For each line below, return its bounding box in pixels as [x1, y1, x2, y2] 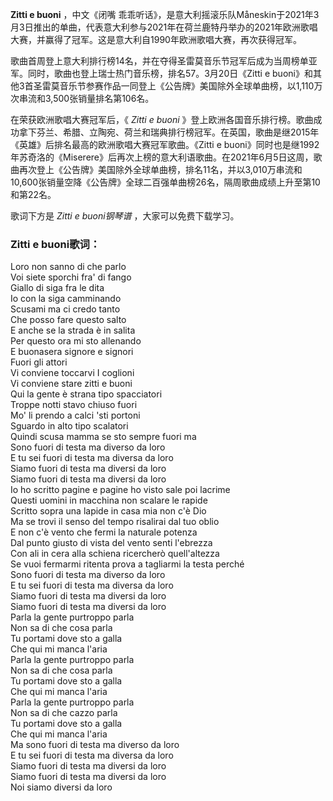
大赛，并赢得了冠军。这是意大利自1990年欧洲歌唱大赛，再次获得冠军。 [10, 34, 302, 45]
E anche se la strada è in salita [10, 324, 136, 337]
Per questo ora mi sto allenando [10, 335, 142, 347]
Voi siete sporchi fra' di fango [10, 271, 132, 283]
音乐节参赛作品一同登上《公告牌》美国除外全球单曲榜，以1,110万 [59, 80, 323, 92]
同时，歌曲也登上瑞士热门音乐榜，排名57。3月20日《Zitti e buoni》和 [27, 68, 313, 79]
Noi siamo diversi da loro [10, 781, 113, 793]
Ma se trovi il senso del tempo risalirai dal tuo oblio [10, 516, 220, 528]
